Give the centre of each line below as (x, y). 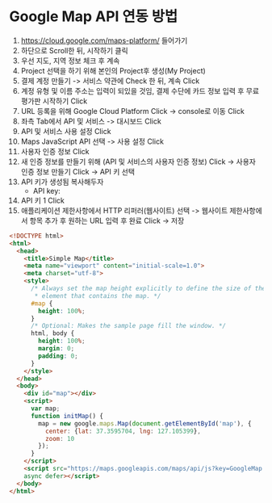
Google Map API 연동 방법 (94, 17)
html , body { (52, 333)
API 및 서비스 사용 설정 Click (66, 131)
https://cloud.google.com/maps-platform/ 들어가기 (104, 40)
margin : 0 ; (56, 349)
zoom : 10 (60, 438)
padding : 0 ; (59, 356)
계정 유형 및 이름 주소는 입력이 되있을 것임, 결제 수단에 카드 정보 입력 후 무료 (140, 90)
